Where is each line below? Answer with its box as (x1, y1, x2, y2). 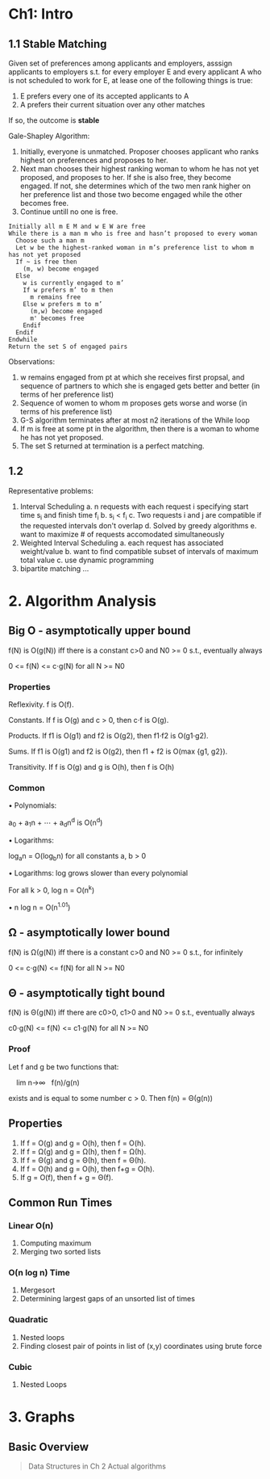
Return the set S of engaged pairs (8, 342, 128, 351)
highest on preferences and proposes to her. (19, 155, 168, 165)
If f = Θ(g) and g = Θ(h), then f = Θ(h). (19, 1155, 147, 1165)
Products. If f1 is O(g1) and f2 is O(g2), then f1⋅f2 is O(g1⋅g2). (8, 730, 209, 740)
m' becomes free (29, 314, 85, 322)
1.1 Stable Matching (8, 37, 107, 51)
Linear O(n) (8, 1220, 54, 1231)
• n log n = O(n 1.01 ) (8, 901, 71, 912)
